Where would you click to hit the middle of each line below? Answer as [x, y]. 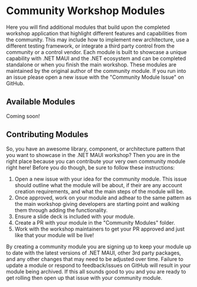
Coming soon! [23, 116]
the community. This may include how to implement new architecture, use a [98, 39]
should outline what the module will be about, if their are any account [98, 185]
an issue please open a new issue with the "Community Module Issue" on [95, 77]
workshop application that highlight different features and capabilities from [96, 33]
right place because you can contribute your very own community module [96, 161]
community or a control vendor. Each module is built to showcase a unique [96, 52]
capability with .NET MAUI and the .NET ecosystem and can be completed [96, 58]
